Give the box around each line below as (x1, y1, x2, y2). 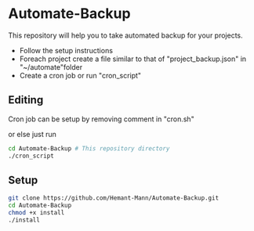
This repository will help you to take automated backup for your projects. (8, 31, 243, 40)
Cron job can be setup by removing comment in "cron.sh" (8, 114, 194, 124)
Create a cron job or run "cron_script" (19, 70, 142, 80)
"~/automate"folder (19, 62, 83, 71)
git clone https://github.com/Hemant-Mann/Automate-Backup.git (8, 194, 220, 202)
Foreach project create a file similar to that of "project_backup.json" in (19, 54, 247, 63)
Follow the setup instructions (19, 45, 114, 55)
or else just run (8, 129, 57, 139)
